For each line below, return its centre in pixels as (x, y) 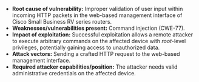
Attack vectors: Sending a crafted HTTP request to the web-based (96, 54)
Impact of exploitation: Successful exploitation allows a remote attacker (102, 35)
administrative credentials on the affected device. (74, 73)
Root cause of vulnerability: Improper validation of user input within (97, 9)
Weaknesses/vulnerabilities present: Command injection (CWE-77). (98, 28)
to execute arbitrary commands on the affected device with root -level (99, 41)
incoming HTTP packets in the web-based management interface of (97, 15)
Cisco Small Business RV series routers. (62, 22)
